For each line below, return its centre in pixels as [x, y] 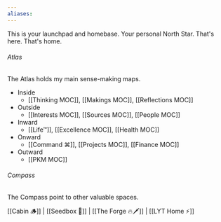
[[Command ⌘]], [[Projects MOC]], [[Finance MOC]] [103, 144]
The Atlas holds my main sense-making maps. [74, 78]
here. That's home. [35, 41]
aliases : [20, 14]
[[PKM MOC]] [48, 159]
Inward [27, 122]
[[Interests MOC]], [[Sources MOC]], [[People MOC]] [104, 115]
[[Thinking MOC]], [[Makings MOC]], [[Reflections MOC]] [110, 99]
